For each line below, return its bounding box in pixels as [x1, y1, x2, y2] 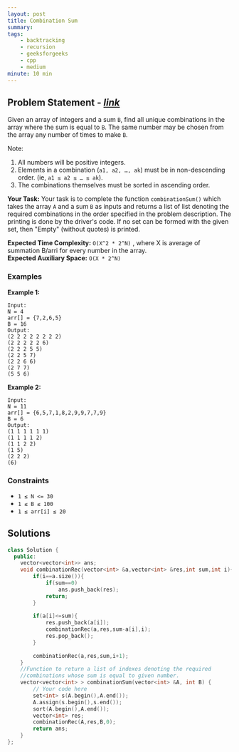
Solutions [7, 527, 51, 540]
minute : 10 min [7, 70, 53, 77]
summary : [7, 24, 33, 31]
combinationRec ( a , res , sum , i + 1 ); [33, 652, 129, 659]
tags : [7, 30, 23, 38]
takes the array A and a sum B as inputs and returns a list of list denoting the [7, 202, 230, 211]
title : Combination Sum [7, 17, 78, 24]
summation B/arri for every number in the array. [7, 247, 147, 255]
